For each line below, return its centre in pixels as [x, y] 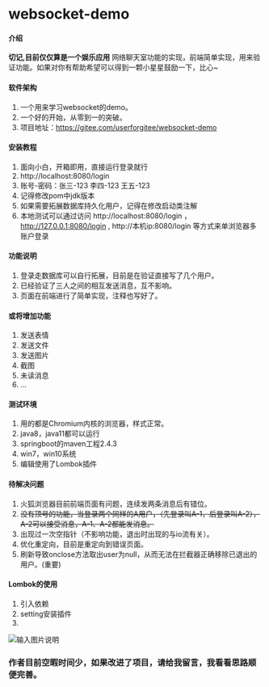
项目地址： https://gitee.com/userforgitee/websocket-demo [118, 127]
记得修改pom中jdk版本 [57, 196]
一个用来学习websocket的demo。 [76, 107]
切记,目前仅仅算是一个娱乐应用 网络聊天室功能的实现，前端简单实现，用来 [131, 57]
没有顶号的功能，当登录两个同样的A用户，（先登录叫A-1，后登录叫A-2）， [140, 513]
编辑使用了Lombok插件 [59, 464]
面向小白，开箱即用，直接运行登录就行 [84, 166]
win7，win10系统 [48, 454]
